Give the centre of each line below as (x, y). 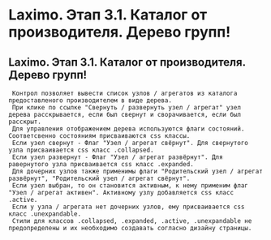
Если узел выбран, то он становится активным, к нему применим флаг (130, 186)
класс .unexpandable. (45, 214)
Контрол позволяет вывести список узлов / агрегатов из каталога (125, 93)
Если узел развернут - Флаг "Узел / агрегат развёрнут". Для (117, 157)
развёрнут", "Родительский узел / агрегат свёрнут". (99, 178)
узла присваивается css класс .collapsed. (81, 150)
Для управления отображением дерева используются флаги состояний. (128, 129)
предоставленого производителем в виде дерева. (90, 101)
